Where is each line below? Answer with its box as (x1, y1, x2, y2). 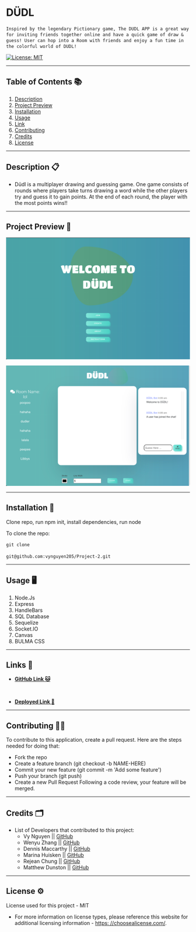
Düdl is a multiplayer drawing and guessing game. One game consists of (14, 180, 189, 187)
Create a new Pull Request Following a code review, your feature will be (14, 779, 187, 786)
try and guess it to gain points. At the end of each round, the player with (14, 193, 188, 200)
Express (14, 600, 34, 607)
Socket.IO (14, 625, 38, 632)
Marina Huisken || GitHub (23, 851, 85, 858)
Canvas (14, 631, 33, 638)
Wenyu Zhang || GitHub (23, 839, 80, 846)
